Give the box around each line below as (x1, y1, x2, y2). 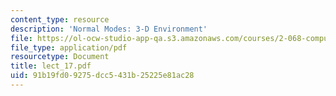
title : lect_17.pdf (10, 61, 92, 71)
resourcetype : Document (10, 52, 110, 62)
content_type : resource (10, 14, 110, 25)
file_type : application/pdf (10, 42, 128, 53)
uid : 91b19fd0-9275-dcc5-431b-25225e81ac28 (10, 71, 195, 81)
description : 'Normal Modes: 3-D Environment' (10, 24, 208, 34)
